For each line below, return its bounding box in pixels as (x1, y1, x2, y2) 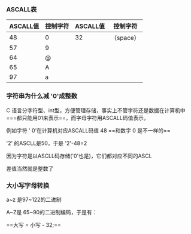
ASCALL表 (6, 5, 37, 13)
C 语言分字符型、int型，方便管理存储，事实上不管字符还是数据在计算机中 (6, 106, 186, 114)
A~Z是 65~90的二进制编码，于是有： (6, 208, 98, 215)
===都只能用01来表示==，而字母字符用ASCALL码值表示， (6, 114, 149, 121)
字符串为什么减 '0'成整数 (6, 92, 78, 100)
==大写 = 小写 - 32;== (6, 221, 61, 228)
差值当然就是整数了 (6, 165, 54, 172)
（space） (110, 34, 141, 42)
